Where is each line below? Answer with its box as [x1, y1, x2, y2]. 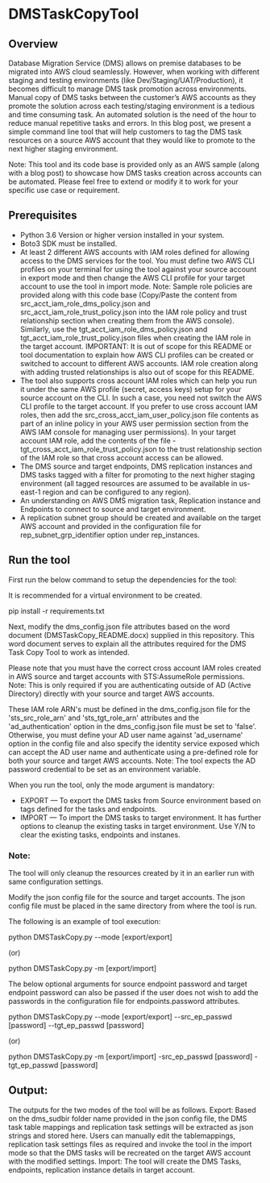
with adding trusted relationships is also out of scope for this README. [19, 367, 255, 377]
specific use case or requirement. [8, 185, 120, 194]
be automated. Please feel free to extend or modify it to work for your [8, 177, 239, 186]
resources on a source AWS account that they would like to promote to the [8, 135, 255, 145]
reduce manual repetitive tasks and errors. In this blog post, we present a [8, 119, 251, 127]
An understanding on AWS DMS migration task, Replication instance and [19, 495, 261, 505]
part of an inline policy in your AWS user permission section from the [19, 419, 249, 428]
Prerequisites [8, 209, 77, 223]
